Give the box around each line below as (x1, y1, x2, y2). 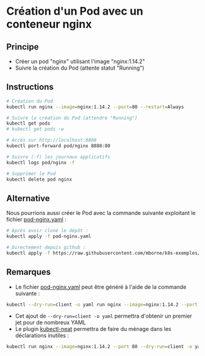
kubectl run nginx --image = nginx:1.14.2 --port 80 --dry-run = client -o (6, 344, 192, 350)
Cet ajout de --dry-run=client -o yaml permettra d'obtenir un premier (15, 313, 192, 320)
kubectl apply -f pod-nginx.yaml (6, 233, 92, 239)
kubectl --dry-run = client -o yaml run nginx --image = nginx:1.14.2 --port (6, 301, 198, 308)
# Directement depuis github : (6, 244, 86, 250)
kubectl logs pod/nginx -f (6, 159, 75, 165)
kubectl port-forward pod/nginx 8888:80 (6, 143, 111, 149)
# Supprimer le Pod (6, 170, 56, 176)
